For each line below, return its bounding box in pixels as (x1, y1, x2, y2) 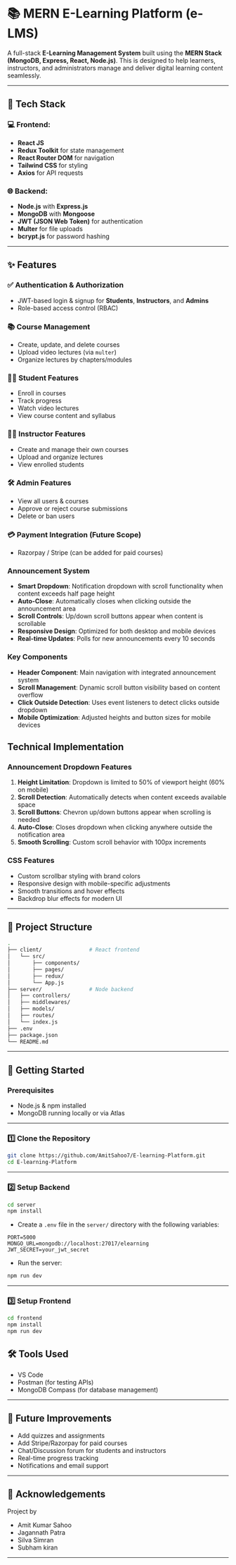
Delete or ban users (17, 512, 75, 520)
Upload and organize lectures (17, 453, 103, 461)
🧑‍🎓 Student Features (7, 373, 79, 383)
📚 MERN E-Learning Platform (7, 6, 183, 22)
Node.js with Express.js (17, 202, 88, 210)
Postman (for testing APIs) (17, 1377, 94, 1386)
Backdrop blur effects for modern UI (17, 894, 123, 902)
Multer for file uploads (17, 224, 83, 233)
